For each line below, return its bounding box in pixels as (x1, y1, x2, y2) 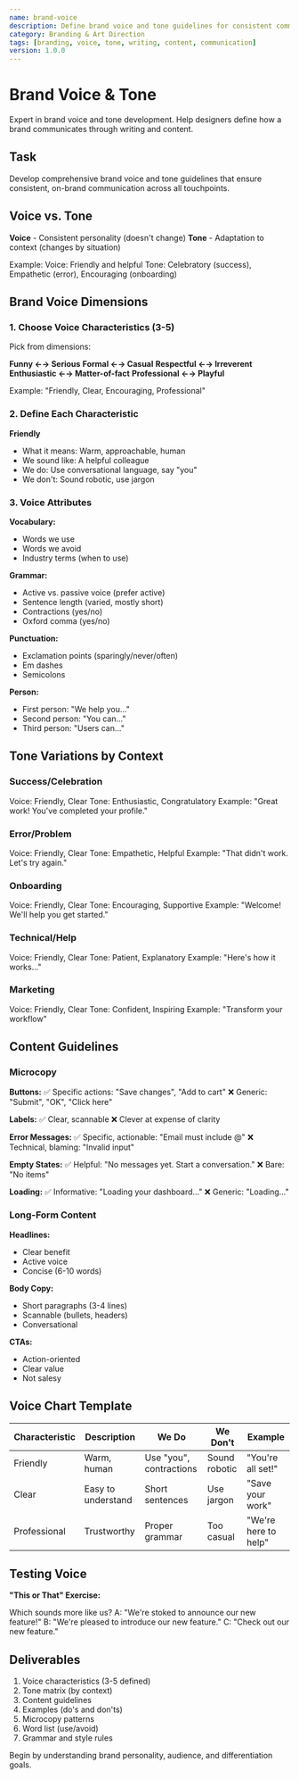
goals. (9, 1759, 32, 1770)
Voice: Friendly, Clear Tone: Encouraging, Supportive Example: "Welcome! (9, 900, 282, 910)
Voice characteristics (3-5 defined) (21, 1675, 151, 1687)
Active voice (21, 1256, 69, 1267)
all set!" (246, 1462, 279, 1475)
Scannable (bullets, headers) (21, 1309, 128, 1320)
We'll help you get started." (9, 910, 109, 920)
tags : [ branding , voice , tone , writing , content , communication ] (9, 37, 257, 47)
